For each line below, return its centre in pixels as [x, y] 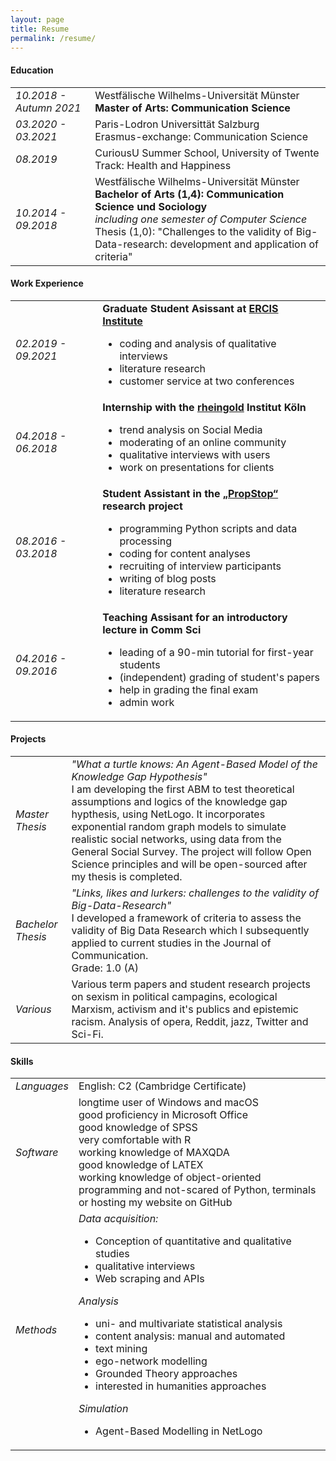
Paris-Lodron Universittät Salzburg [177, 124]
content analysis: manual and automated [190, 1336]
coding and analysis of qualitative [198, 343]
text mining [121, 1349]
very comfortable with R [135, 1140]
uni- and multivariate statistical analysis [189, 1324]
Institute [122, 321]
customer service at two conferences [207, 381]
